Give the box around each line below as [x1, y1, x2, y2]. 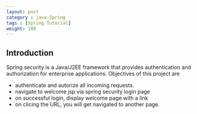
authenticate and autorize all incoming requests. [14, 82, 135, 89]
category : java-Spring [6, 14, 66, 20]
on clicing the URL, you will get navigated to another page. [14, 101, 160, 108]
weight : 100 [6, 25, 36, 32]
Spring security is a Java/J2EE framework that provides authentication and [6, 64, 191, 71]
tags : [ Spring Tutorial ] [6, 20, 71, 26]
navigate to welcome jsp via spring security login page [14, 88, 150, 95]
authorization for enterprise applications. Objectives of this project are [6, 70, 180, 77]
